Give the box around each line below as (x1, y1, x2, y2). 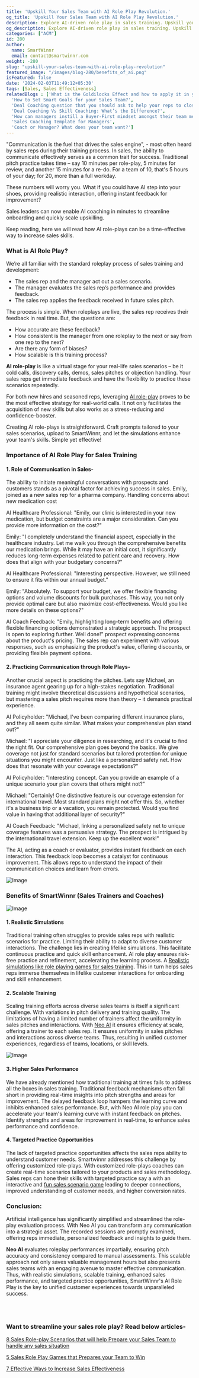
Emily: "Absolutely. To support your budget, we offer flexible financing (6, 588, 177, 595)
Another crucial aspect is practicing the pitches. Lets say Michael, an (6, 677, 175, 684)
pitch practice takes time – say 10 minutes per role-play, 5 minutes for (6, 160, 176, 167)
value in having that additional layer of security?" (6, 811, 126, 818)
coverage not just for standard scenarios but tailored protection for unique (6, 749, 188, 757)
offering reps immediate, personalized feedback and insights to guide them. (6, 1235, 191, 1242)
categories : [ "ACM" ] (6, 31, 57, 37)
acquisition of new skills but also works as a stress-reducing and (6, 406, 164, 413)
